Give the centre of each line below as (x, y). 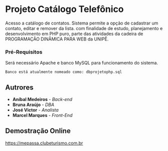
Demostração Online (38, 131)
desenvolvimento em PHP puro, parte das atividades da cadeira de (74, 33)
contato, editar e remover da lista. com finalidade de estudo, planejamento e (84, 28)
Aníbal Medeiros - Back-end (42, 99)
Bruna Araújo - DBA (33, 105)
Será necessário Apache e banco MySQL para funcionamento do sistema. (82, 63)
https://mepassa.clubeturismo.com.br (44, 143)
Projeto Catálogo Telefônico (64, 9)
